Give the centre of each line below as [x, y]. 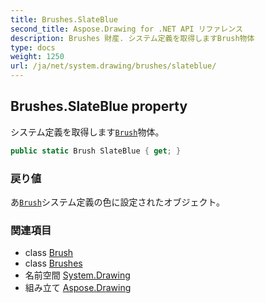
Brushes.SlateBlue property [99, 106]
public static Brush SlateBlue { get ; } [96, 151]
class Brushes [53, 263]
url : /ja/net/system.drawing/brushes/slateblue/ [113, 66]
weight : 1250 [37, 57]
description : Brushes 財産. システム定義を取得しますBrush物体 [132, 38]
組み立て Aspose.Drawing [78, 288]
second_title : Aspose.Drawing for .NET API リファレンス [126, 29]
